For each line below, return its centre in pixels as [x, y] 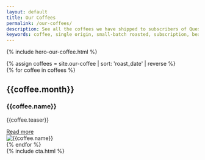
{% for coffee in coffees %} [41, 70]
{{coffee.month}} [40, 89]
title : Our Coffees [31, 18]
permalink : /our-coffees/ [39, 23]
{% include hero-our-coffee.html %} [52, 52]
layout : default [27, 12]
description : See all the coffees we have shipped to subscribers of [97, 29]
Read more [20, 131]
